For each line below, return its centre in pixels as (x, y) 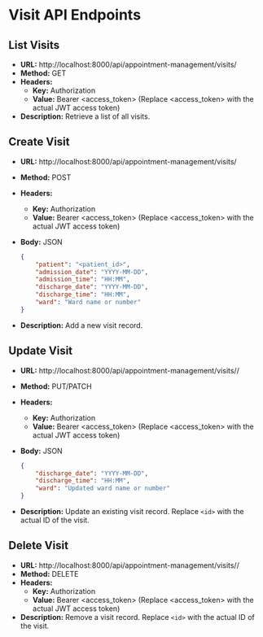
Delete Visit (39, 545)
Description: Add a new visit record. (81, 325)
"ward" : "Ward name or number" (88, 303)
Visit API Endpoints (75, 15)
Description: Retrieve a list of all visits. (85, 116)
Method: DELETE (49, 574)
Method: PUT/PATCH (56, 386)
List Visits (34, 45)
